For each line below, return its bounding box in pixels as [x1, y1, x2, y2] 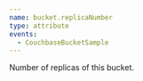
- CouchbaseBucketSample [17, 37, 109, 47]
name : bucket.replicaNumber [9, 12, 114, 22]
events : [9, 29, 38, 38]
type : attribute [9, 21, 69, 30]
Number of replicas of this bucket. [9, 62, 135, 73]
